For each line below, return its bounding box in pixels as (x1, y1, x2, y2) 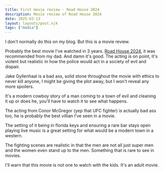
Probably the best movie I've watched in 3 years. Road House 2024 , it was (5, 48, 156, 54)
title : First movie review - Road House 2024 (5, 7, 99, 12)
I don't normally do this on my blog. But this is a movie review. (5, 39, 130, 44)
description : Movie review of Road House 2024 (5, 12, 102, 17)
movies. (5, 152, 21, 159)
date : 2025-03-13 (5, 16, 41, 21)
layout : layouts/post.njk (5, 21, 58, 26)
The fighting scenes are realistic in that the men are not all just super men (5, 142, 154, 148)
